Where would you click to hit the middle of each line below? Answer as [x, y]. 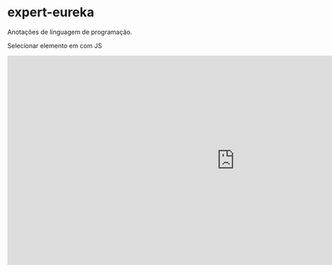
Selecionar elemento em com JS [55, 45]
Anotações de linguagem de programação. [70, 32]
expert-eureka [51, 12]
